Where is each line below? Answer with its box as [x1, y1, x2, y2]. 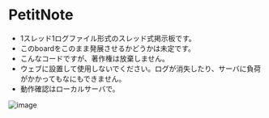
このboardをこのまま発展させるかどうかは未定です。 [19, 43, 196, 53]
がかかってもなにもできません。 [19, 74, 126, 83]
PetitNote [8, 6, 74, 24]
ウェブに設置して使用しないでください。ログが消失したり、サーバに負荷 [19, 63, 262, 74]
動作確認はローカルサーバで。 [19, 83, 120, 94]
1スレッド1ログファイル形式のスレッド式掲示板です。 [19, 33, 196, 43]
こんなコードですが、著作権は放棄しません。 [19, 53, 170, 63]
